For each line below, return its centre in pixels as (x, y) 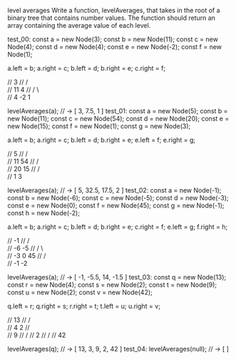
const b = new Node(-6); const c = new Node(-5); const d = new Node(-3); (118, 198)
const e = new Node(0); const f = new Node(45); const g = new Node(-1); (116, 205)
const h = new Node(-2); (44, 213)
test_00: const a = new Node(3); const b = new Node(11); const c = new (113, 39)
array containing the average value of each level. (79, 25)
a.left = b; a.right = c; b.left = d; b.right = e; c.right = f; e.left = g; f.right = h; (118, 227)
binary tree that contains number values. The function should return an (112, 18)
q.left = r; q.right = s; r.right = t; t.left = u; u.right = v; (84, 306)
